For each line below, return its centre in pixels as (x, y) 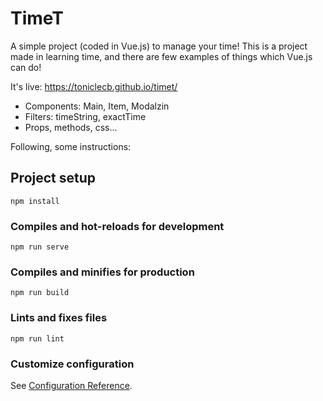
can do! (26, 67)
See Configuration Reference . (71, 385)
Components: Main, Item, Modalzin (97, 106)
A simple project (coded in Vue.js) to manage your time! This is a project (159, 46)
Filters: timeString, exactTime (85, 116)
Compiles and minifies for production (102, 272)
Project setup (53, 178)
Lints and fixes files (59, 318)
